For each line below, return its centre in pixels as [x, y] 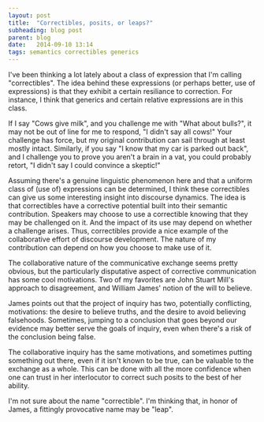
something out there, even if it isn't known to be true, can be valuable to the [131, 360]
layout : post [30, 15]
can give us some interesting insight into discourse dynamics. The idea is [127, 197]
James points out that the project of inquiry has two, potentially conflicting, [130, 303]
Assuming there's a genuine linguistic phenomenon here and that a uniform [130, 181]
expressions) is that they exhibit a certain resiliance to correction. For [121, 91]
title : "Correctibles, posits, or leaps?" [81, 23]
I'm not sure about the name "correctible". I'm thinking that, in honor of [123, 401]
